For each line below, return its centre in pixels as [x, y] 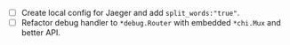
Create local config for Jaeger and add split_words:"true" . [130, 13]
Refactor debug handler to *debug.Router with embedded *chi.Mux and [151, 23]
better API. [41, 33]
